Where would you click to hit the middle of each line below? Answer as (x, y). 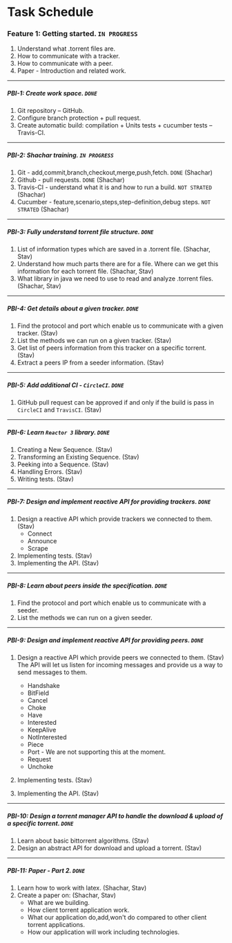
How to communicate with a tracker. (69, 56)
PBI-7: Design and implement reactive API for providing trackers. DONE (109, 501)
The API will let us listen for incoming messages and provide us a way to (120, 665)
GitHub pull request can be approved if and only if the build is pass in (115, 403)
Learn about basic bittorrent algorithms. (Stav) (83, 841)
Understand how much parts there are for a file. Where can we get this (118, 264)
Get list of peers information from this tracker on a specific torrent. (112, 348)
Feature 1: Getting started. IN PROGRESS (72, 34)
